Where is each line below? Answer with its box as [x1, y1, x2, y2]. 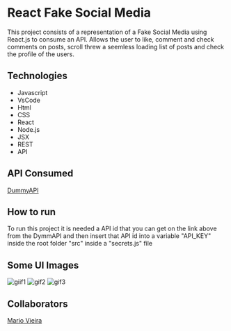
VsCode [17, 96, 40, 104]
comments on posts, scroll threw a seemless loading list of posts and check [7, 42, 225, 51]
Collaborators [7, 298, 68, 309]
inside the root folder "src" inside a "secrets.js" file [7, 239, 153, 248]
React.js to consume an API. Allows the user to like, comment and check [7, 35, 214, 43]
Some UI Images [7, 259, 79, 271]
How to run [7, 206, 56, 218]
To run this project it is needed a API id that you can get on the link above [7, 224, 217, 233]
